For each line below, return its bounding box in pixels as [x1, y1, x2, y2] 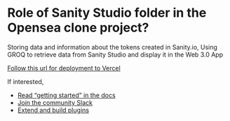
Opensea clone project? [7, 20, 149, 36]
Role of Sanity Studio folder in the [7, 5, 207, 21]
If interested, [7, 77, 44, 85]
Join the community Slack [17, 98, 93, 106]
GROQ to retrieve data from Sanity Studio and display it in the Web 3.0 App [7, 50, 223, 59]
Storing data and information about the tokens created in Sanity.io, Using [7, 43, 217, 51]
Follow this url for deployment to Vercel [7, 64, 121, 72]
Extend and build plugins [17, 106, 90, 114]
